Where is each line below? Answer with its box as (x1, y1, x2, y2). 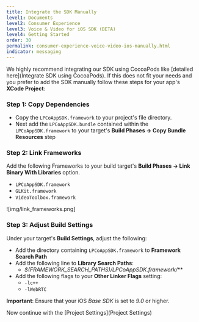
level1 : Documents (6, 15, 53, 21)
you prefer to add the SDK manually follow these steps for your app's (6, 78, 180, 85)
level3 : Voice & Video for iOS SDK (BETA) (6, 26, 116, 32)
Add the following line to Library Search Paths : (15, 259, 134, 267)
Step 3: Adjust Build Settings (6, 221, 93, 229)
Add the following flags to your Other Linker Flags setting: (15, 272, 162, 279)
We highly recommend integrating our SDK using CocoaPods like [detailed (6, 65, 194, 73)
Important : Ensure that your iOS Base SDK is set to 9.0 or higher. (6, 297, 170, 304)
